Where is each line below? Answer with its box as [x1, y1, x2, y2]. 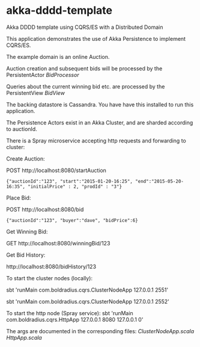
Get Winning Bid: [6, 228, 48, 235]
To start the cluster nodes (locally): [6, 274, 93, 281]
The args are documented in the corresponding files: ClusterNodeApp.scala [6, 327, 195, 334]
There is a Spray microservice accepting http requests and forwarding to [6, 137, 186, 144]
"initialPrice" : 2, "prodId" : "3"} [28, 183, 122, 189]
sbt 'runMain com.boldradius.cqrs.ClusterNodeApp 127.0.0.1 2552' [6, 298, 170, 305]
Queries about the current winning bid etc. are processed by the [6, 82, 165, 90]
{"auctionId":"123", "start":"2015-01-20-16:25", [6, 178, 133, 184]
